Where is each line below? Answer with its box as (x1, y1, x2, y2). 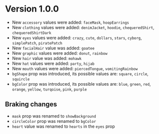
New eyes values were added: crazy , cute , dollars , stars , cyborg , (12, 35, 142, 41)
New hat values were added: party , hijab (12, 60, 95, 66)
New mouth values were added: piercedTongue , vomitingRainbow (12, 65, 138, 71)
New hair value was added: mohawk (12, 55, 82, 61)
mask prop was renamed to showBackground (12, 113, 96, 119)
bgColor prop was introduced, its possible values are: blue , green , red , (12, 81, 151, 87)
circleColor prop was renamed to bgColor (12, 118, 96, 124)
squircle (12, 76, 30, 82)
